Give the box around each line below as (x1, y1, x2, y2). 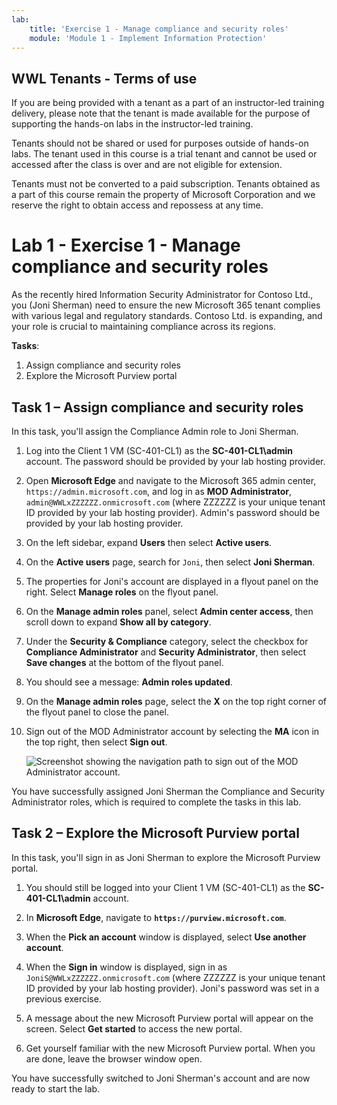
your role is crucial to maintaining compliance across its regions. (11, 321, 276, 333)
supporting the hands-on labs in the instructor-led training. (11, 118, 254, 130)
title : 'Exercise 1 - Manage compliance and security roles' (29, 24, 289, 34)
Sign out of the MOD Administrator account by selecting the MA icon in (25, 725, 320, 737)
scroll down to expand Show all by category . (25, 616, 212, 628)
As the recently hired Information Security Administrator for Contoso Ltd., (11, 289, 314, 301)
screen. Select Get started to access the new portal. (25, 1022, 243, 1035)
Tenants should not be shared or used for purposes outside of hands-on (11, 137, 309, 150)
